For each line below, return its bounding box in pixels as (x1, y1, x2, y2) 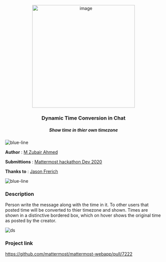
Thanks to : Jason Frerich (5, 168, 58, 174)
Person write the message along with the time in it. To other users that (5, 202, 149, 208)
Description (5, 190, 34, 197)
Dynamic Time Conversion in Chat (41, 115, 126, 122)
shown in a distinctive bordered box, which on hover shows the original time (5, 212, 161, 219)
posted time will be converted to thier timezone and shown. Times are (5, 207, 148, 213)
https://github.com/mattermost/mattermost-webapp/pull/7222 (5, 251, 133, 257)
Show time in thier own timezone (49, 127, 118, 133)
